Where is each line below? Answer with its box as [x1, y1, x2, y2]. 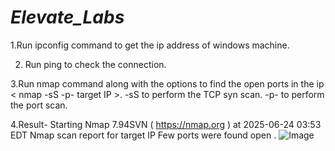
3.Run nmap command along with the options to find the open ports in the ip [10, 77, 325, 90]
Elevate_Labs [10, 6, 125, 29]
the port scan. [10, 99, 68, 111]
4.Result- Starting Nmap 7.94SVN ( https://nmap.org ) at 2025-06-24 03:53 [10, 118, 322, 130]
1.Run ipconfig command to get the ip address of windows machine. [10, 39, 290, 51]
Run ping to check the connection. [24, 58, 167, 70]
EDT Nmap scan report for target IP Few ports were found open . [10, 129, 277, 141]
